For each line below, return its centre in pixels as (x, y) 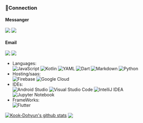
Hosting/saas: (26, 74)
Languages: (24, 63)
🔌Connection (21, 8)
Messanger (17, 20)
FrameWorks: (26, 100)
